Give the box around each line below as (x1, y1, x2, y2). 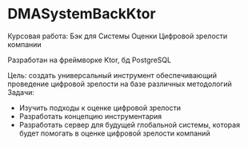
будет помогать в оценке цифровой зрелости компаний (18, 128, 210, 138)
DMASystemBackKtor (7, 5, 157, 23)
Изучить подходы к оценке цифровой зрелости (18, 103, 182, 112)
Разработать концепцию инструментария (18, 111, 162, 120)
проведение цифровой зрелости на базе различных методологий (7, 79, 233, 89)
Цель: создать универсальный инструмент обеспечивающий (7, 70, 218, 80)
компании (7, 39, 42, 49)
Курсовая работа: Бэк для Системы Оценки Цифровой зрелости (7, 31, 228, 41)
